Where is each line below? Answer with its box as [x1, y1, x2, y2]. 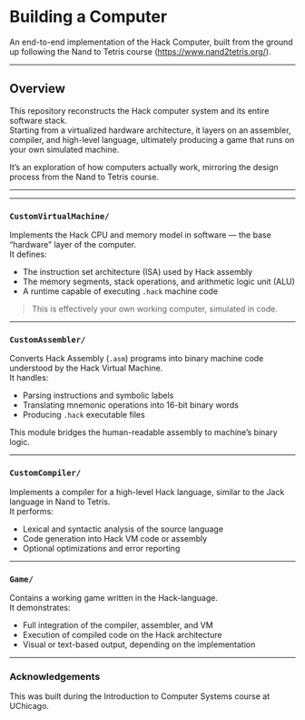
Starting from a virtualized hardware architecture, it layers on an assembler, [9, 125, 291, 136]
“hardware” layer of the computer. [9, 239, 137, 250]
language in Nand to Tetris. [9, 496, 111, 507]
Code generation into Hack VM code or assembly [22, 532, 208, 543]
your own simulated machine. [9, 144, 120, 155]
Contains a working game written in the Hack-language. [9, 592, 218, 603]
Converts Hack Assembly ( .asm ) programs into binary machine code [9, 353, 264, 364]
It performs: [9, 505, 54, 516]
